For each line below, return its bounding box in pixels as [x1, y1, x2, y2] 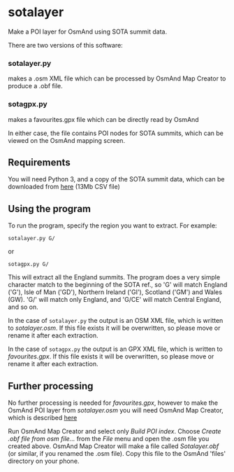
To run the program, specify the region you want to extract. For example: [8, 221, 217, 230]
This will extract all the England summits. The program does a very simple [8, 273, 221, 282]
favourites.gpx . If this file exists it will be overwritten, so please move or [8, 352, 214, 361]
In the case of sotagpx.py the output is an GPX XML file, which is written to [8, 345, 223, 354]
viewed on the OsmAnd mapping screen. [8, 136, 125, 144]
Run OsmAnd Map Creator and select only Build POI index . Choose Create [8, 426, 221, 435]
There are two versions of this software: [8, 41, 123, 49]
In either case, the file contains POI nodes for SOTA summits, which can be [8, 129, 224, 137]
